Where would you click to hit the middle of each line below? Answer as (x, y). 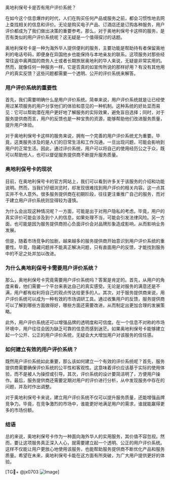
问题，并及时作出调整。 (30, 387)
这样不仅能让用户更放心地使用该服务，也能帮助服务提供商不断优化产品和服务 (85, 449)
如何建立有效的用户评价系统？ (42, 349)
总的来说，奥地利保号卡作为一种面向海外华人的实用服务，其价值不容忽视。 (83, 436)
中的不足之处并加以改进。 (32, 253)
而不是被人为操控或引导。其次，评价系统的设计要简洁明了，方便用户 (85, 374)
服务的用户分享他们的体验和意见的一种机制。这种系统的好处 (85, 106)
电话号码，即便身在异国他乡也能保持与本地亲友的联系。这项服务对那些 (87, 54)
